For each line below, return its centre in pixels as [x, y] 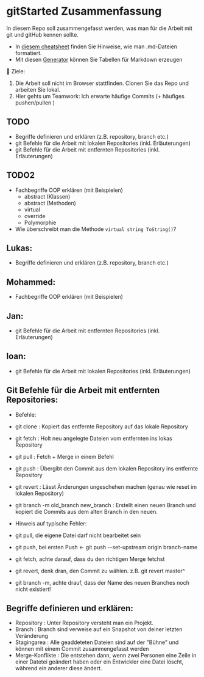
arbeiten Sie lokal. [38, 89]
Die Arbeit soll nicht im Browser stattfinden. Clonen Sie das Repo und [102, 83]
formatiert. [28, 53]
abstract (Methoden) [50, 203]
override [35, 216]
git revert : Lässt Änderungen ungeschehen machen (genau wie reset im [106, 486]
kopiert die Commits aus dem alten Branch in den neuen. [86, 511]
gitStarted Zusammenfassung [84, 11]
